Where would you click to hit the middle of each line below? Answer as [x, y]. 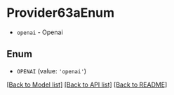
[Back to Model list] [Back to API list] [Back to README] [87, 85]
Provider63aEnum [61, 13]
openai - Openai [40, 32]
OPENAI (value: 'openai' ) [52, 71]
